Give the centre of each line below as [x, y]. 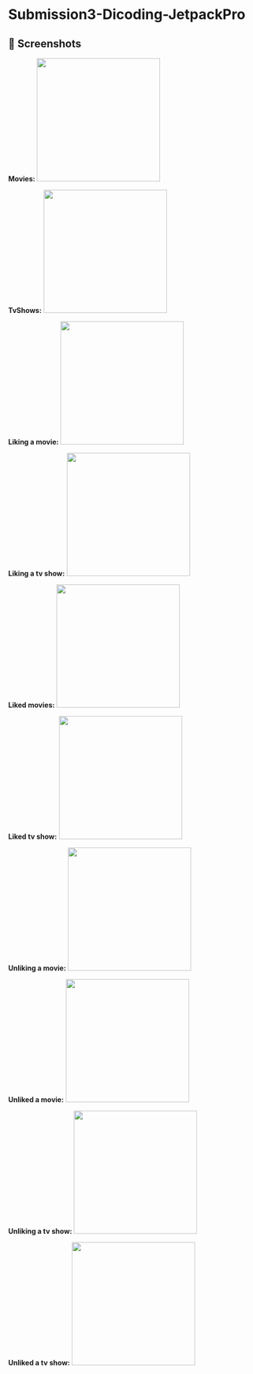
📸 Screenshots [45, 44]
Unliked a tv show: [39, 1363]
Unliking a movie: [37, 968]
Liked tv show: [33, 836]
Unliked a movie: [36, 1100]
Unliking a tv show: [40, 1231]
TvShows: [25, 310]
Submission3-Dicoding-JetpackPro [127, 15]
